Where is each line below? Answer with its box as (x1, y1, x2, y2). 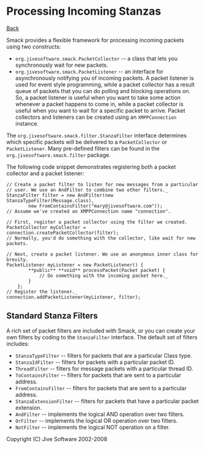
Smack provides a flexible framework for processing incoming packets (6, 36, 185, 43)
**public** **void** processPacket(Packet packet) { (28, 267, 166, 273)
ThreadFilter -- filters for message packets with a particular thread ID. (15, 364, 193, 372)
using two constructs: (6, 43, 61, 50)
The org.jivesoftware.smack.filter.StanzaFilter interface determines (6, 132, 187, 139)
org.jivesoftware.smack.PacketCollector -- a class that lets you (15, 55, 178, 62)
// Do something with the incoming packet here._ (39, 273, 168, 279)
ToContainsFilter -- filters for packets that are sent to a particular (15, 371, 182, 379)
